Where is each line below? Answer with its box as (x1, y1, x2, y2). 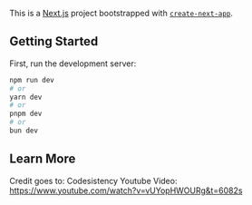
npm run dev (9, 75, 54, 84)
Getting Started (9, 34, 99, 49)
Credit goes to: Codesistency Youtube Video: (9, 175, 178, 186)
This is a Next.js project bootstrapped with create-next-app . (9, 8, 234, 18)
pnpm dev (9, 109, 43, 119)
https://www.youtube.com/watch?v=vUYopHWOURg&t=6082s (9, 185, 243, 196)
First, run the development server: (9, 58, 137, 69)
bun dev (9, 126, 39, 135)
